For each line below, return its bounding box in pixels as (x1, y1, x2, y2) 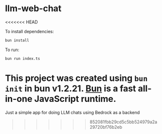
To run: (5, 47, 19, 53)
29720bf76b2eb (90, 124, 123, 130)
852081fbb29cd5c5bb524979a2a (90, 119, 157, 125)
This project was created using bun (5, 73, 148, 83)
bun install (5, 38, 29, 43)
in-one (5, 93, 33, 104)
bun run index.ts (5, 56, 40, 61)
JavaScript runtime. (34, 93, 117, 104)
